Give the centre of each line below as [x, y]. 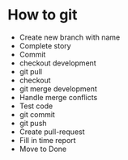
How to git [43, 15]
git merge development [58, 88]
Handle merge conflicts [58, 97]
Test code [36, 106]
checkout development [58, 63]
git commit [37, 114]
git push [33, 123]
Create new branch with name [70, 37]
